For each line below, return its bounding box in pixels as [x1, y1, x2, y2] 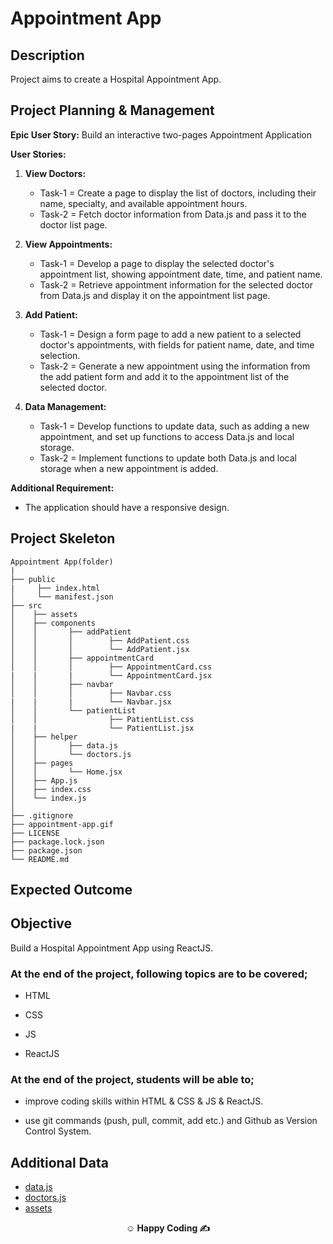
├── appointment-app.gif [10, 819, 114, 829]
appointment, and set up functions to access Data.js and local [39, 430, 295, 442]
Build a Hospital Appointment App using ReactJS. [10, 942, 214, 954]
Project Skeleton [10, 530, 116, 547]
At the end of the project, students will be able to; [10, 1073, 255, 1087]
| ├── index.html [10, 583, 101, 593]
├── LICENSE [10, 828, 60, 838]
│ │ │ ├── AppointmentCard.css [10, 662, 213, 672]
